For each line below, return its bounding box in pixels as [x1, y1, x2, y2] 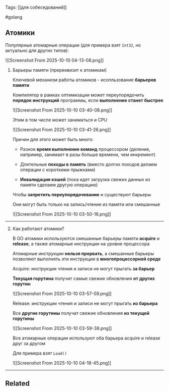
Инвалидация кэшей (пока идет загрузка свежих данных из [20, 176, 150, 182]
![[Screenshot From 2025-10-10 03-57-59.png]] [12, 290, 112, 297]
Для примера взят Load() [12, 350, 67, 356]
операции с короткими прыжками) [20, 166, 96, 173]
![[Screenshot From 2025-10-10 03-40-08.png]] [12, 107, 112, 113]
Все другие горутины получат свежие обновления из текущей [12, 310, 150, 316]
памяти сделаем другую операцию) [20, 182, 98, 188]
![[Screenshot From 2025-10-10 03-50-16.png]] [12, 211, 111, 217]
